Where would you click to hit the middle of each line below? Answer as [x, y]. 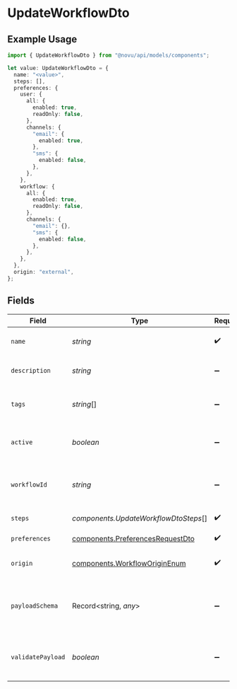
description [31, 370]
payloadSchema [35, 606]
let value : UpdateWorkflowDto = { [58, 68]
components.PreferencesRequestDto [133, 538]
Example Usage [42, 39]
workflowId [29, 485]
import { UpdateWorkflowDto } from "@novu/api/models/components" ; [109, 55]
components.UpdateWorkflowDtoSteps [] [140, 518]
